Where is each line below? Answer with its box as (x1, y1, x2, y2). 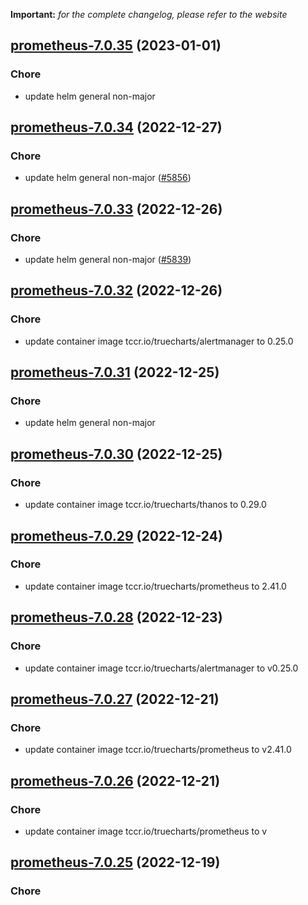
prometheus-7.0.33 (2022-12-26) (10, 200, 223, 218)
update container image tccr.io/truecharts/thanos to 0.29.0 (24, 499, 267, 511)
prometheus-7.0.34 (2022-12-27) (10, 119, 223, 136)
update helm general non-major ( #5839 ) (24, 254, 192, 266)
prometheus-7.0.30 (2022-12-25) (10, 445, 223, 463)
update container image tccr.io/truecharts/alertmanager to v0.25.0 (24, 662, 299, 674)
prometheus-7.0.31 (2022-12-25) (10, 364, 220, 381)
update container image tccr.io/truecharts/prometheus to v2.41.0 (24, 744, 292, 756)
